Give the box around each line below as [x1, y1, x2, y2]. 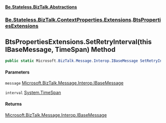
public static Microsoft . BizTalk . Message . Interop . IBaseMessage [5, 58, 138, 64]
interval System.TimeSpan [5, 89, 61, 96]
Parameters [5, 69, 30, 75]
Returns [5, 101, 22, 107]
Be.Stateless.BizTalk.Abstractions [5, 4, 78, 10]
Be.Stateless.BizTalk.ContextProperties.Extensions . [5, 16, 133, 23]
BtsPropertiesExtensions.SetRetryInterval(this [5, 38, 152, 46]
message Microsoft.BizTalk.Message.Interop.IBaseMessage [5, 80, 124, 86]
